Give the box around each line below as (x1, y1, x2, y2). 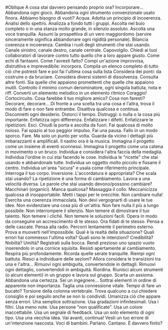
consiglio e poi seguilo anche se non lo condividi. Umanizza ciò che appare (5, 293, 161, 299)
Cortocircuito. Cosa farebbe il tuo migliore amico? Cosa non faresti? (5, 95, 145, 101)
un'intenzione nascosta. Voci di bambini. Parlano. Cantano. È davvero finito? (5, 320, 163, 326)
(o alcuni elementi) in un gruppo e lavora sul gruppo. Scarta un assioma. (5, 272, 154, 278)
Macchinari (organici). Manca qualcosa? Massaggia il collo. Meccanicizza (5, 186, 157, 192)
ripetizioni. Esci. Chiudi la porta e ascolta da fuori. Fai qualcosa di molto (5, 122, 153, 128)
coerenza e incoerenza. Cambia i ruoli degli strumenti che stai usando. (5, 42, 151, 47)
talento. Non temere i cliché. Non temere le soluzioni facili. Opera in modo (5, 213, 158, 219)
